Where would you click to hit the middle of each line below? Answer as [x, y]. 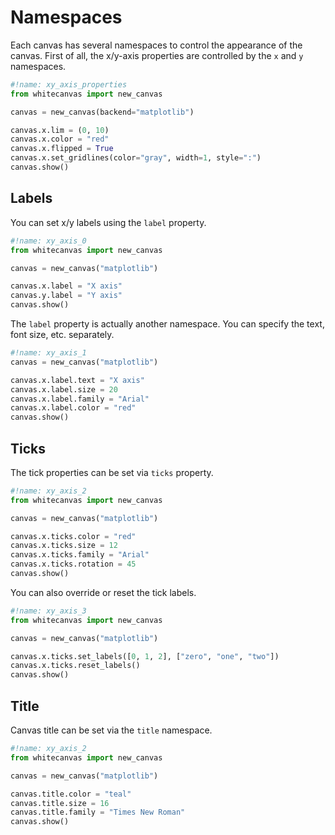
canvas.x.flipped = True [62, 149]
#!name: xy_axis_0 [48, 241]
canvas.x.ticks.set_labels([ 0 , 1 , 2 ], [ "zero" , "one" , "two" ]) [145, 656]
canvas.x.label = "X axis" [66, 286]
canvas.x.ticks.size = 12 [64, 546]
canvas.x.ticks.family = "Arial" [80, 555]
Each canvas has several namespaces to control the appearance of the [156, 45]
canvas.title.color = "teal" [71, 794]
